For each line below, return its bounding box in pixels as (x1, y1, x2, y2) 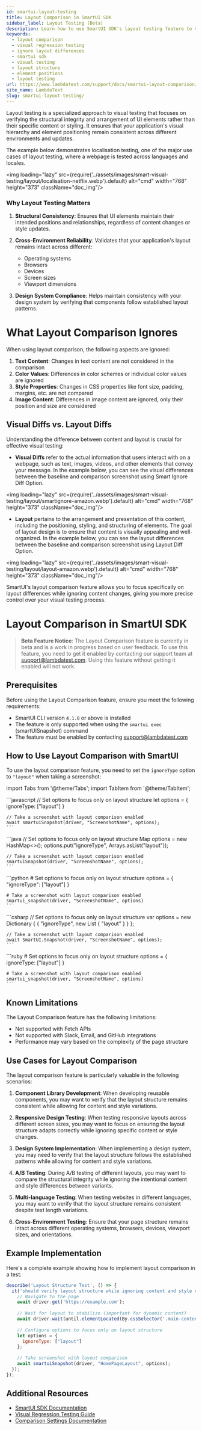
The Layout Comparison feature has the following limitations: (6, 1014, 158, 1021)
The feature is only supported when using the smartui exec (14, 720, 162, 728)
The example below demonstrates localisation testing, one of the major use (6, 146, 192, 153)
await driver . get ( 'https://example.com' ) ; (17, 1299, 125, 1305)
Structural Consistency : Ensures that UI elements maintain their (14, 212, 174, 220)
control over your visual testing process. (6, 596, 106, 603)
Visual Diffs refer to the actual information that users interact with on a (14, 454, 191, 461)
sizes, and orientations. (14, 1231, 73, 1238)
